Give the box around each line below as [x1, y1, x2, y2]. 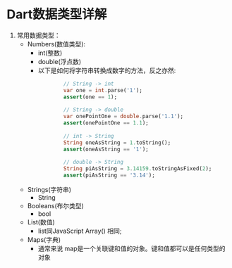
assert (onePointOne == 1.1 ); [63, 120, 149, 127]
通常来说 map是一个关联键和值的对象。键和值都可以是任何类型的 [37, 244, 226, 253]
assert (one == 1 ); [63, 93, 118, 101]
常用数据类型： [16, 31, 61, 39]
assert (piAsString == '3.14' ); [63, 172, 156, 179]
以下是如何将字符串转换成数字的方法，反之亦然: [37, 66, 176, 75]
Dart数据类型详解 [6, 6, 107, 23]
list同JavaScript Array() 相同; [37, 226, 122, 236]
